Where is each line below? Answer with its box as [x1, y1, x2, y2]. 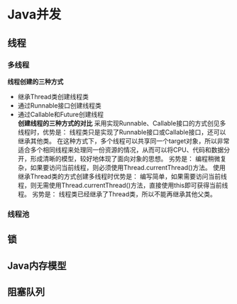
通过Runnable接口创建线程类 [17, 101, 101, 110]
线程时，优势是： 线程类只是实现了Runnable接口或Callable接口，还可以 [17, 128, 226, 136]
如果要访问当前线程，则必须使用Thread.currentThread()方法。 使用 [30, 163, 226, 171]
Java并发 [7, 6, 62, 23]
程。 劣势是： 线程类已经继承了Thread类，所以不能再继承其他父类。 [17, 189, 216, 198]
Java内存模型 [7, 259, 67, 271]
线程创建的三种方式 [7, 77, 64, 86]
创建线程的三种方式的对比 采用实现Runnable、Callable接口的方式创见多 [17, 118, 226, 128]
